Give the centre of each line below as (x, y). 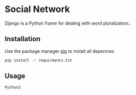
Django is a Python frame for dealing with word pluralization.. (68, 23)
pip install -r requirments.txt (38, 60)
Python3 (13, 87)
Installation (23, 39)
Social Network (37, 9)
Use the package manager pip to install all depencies (59, 51)
